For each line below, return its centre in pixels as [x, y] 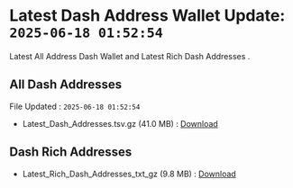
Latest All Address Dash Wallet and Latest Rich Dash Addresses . [130, 56]
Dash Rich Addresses [71, 152]
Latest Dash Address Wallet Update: [147, 16]
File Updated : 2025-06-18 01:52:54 [75, 106]
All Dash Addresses [66, 85]
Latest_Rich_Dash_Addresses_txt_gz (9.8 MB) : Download [129, 174]
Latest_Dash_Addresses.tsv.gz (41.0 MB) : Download [120, 123]
